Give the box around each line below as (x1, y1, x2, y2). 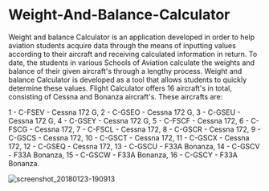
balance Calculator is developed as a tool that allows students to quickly (8, 75, 247, 84)
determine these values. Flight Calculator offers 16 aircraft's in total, (8, 83, 233, 93)
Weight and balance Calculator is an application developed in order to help (8, 32, 255, 42)
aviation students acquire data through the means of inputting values (8, 40, 237, 50)
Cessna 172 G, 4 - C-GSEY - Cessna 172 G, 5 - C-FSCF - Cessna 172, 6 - (8, 116, 249, 125)
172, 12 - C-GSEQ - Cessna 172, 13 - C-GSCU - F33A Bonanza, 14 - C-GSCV (8, 141, 260, 151)
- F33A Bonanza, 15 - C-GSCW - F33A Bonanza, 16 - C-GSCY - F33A (8, 150, 238, 160)
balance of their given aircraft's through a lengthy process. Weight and (8, 66, 243, 75)
